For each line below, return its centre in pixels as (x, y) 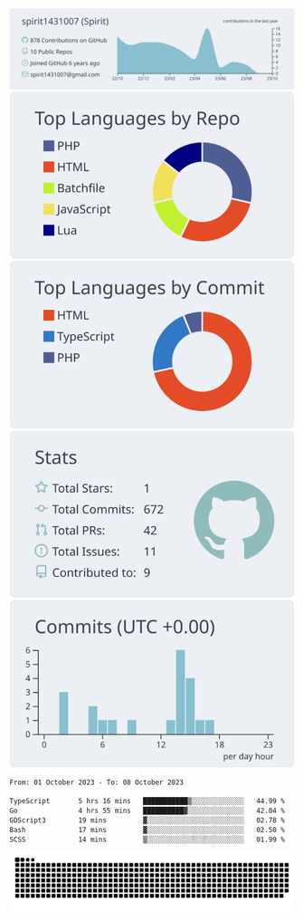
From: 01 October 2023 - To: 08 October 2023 (96, 782)
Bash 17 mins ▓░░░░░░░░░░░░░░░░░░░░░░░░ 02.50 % (147, 830)
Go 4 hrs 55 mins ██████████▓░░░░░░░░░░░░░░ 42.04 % (147, 811)
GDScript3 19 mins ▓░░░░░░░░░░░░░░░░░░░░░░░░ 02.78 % (147, 820)
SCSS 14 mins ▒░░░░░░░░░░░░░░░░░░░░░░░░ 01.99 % (147, 839)
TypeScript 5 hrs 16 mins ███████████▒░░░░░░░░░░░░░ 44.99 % (147, 801)
